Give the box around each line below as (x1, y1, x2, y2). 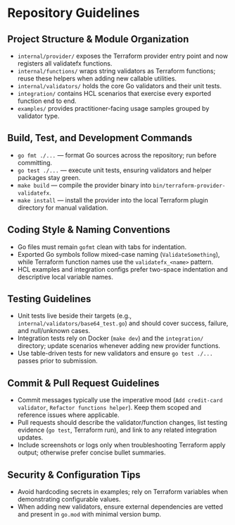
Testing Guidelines (7, 293, 91, 305)
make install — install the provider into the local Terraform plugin (17, 195, 209, 204)
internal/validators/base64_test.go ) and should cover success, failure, (17, 319, 229, 327)
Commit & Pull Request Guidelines (7, 377, 160, 389)
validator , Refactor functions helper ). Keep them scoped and (17, 404, 202, 412)
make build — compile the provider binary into (17, 181, 152, 189)
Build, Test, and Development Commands (7, 132, 193, 144)
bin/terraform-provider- (153, 182, 226, 189)
